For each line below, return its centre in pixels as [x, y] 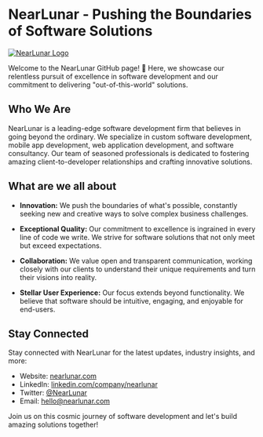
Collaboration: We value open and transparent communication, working [136, 260]
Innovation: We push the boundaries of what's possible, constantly [128, 205]
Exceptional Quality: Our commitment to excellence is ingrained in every [137, 228]
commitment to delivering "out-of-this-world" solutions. [98, 85]
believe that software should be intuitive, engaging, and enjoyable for [131, 300]
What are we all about [62, 186]
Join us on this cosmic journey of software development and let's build [123, 417]
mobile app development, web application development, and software [121, 145]
